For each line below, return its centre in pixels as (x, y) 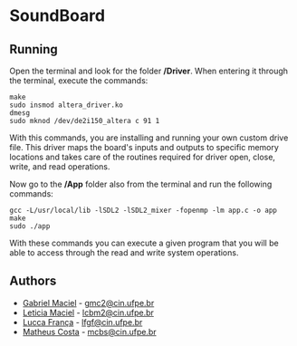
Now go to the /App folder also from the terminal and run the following (141, 184)
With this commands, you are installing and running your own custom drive (149, 138)
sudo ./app (30, 226)
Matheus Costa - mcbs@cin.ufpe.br (89, 332)
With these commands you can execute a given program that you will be (144, 243)
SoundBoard (57, 16)
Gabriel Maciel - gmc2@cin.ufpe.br (88, 303)
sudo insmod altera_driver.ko (67, 105)
